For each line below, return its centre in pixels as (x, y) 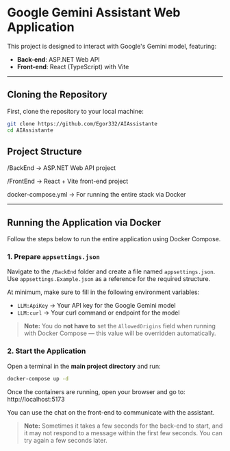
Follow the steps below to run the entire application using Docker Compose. (114, 239)
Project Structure (44, 151)
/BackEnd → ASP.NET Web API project (62, 168)
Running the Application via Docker (84, 222)
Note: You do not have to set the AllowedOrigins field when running (119, 326)
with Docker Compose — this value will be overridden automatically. (120, 333)
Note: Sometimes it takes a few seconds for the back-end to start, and (123, 426)
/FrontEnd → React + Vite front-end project (68, 181)
